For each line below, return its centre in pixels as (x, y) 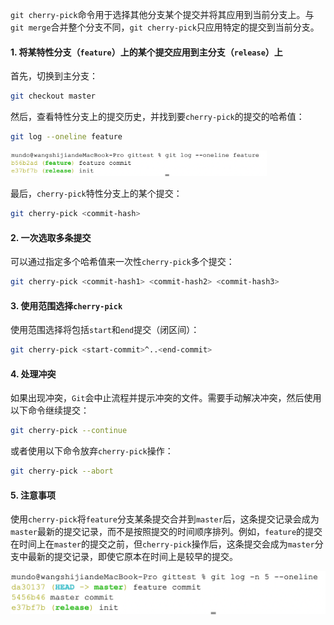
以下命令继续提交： (50, 410)
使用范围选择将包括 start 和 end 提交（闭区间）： (105, 330)
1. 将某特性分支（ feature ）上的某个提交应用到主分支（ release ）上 (146, 52)
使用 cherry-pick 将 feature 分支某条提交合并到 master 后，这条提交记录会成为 (165, 519)
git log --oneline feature (66, 137)
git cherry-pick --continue (69, 431)
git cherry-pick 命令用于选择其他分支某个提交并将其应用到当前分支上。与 (162, 14)
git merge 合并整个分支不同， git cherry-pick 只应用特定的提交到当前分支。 (165, 27)
